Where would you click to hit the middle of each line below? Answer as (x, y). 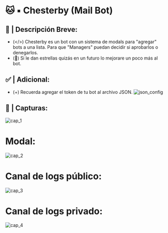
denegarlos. (25, 53)
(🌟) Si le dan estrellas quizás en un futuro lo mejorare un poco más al (85, 58)
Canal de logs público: (54, 176)
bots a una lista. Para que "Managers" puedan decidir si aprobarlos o (85, 47)
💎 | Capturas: (27, 108)
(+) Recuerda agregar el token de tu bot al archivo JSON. (73, 92)
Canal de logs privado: (54, 211)
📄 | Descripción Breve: (41, 30)
